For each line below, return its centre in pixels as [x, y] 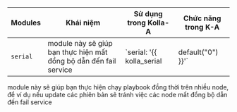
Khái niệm [83, 23]
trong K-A [202, 27]
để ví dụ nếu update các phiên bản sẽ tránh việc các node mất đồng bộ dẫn [117, 95]
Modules [26, 23]
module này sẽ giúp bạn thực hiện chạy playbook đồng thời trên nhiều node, [118, 87]
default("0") [198, 52]
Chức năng [202, 18]
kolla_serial [144, 61]
